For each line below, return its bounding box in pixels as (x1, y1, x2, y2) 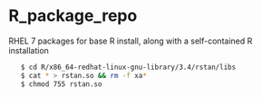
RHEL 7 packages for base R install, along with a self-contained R (8, 35, 253, 46)
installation (8, 44, 49, 55)
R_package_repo (8, 5, 138, 26)
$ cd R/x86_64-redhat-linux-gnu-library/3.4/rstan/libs (20, 63, 237, 72)
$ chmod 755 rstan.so (20, 79, 102, 89)
